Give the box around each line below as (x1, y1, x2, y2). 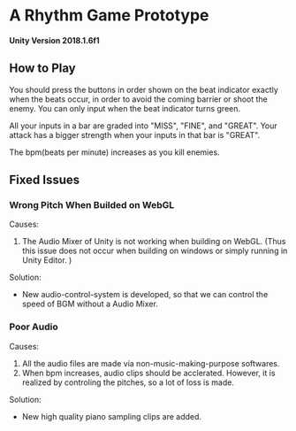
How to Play (9, 61, 77, 76)
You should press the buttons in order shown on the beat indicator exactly (9, 84, 278, 95)
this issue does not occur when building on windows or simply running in (21, 245, 288, 257)
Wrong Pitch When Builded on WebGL (9, 198, 175, 211)
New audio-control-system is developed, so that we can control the (21, 289, 269, 300)
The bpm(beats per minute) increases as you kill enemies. (9, 147, 220, 158)
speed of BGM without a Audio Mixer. (21, 298, 159, 310)
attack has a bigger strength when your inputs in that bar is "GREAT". (9, 129, 261, 140)
